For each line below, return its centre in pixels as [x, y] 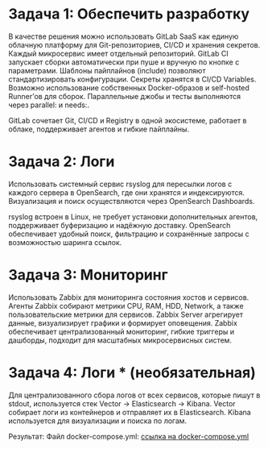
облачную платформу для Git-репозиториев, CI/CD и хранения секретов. [134, 44]
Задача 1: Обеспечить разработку [129, 14]
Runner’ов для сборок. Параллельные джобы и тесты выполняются [125, 96]
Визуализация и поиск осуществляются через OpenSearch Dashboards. [132, 201]
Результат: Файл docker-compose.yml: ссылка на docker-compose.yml [129, 436]
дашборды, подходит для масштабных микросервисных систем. [120, 340]
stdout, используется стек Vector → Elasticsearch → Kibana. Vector [122, 403]
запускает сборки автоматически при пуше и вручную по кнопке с [124, 62]
